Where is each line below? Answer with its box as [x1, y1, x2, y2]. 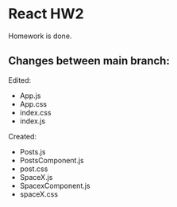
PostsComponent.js [19, 155, 85, 165]
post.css [19, 164, 48, 174]
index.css [19, 107, 52, 117]
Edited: [8, 75, 32, 84]
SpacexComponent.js [19, 181, 90, 190]
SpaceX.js [19, 172, 53, 182]
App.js [19, 91, 41, 100]
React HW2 [8, 5, 85, 23]
